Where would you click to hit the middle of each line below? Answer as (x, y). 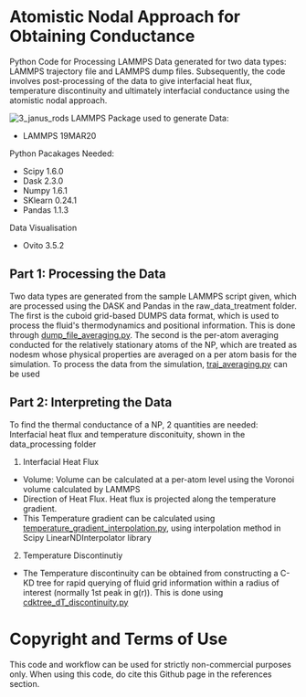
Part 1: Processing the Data (88, 275)
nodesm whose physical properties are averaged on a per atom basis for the (153, 354)
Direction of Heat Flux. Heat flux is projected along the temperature (149, 499)
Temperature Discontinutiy (73, 555)
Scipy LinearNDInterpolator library (87, 537)
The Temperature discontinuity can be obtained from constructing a (150, 573)
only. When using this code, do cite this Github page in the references (141, 674)
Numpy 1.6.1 (45, 190)
